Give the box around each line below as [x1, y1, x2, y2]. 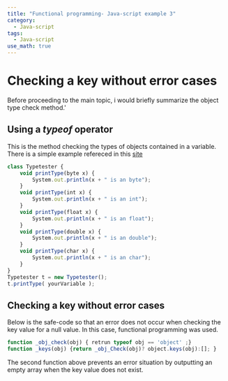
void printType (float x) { [20, 208, 98, 215]
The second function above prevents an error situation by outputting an [7, 358, 213, 366]
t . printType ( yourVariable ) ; [7, 280, 96, 287]
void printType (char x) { [20, 247, 96, 255]
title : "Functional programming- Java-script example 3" [7, 10, 176, 17]
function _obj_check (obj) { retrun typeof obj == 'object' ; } [7, 339, 192, 346]
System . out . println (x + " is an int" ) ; [32, 196, 149, 203]
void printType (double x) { [20, 228, 101, 235]
